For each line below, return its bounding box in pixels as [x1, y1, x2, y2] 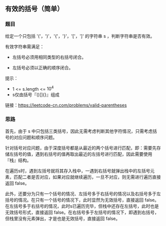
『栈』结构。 [5, 157, 31, 163]
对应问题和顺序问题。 [13, 134, 57, 140]
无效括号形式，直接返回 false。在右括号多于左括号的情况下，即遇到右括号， [5, 209, 159, 215]
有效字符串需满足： [5, 44, 44, 50]
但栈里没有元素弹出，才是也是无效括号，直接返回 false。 [5, 215, 120, 222]
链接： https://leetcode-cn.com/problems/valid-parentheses [5, 102, 127, 108]
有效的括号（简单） [5, 4, 64, 13]
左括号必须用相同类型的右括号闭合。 [12, 54, 86, 60]
